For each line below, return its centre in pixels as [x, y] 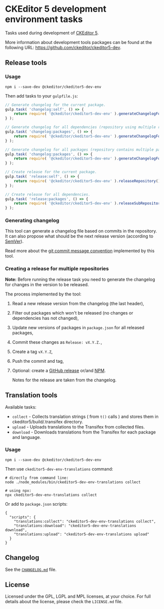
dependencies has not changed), [45, 318]
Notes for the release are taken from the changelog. [64, 380]
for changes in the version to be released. [47, 284]
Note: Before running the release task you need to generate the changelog [80, 279]
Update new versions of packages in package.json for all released [78, 327]
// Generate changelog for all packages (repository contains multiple [79, 150]
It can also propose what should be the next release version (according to [79, 236]
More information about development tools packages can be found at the [79, 42]
